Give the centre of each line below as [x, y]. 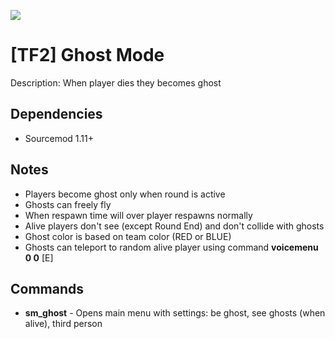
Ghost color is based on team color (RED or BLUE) [128, 236]
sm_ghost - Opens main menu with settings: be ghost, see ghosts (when [175, 313]
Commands [47, 288]
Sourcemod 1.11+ [59, 138]
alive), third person [63, 324]
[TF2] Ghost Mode [87, 55]
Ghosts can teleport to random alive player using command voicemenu [171, 247]
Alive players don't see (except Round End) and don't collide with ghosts [174, 226]
